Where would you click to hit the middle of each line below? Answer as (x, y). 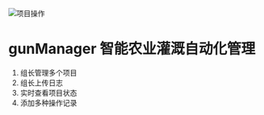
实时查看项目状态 (48, 92)
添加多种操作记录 (48, 103)
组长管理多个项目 (48, 72)
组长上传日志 (41, 82)
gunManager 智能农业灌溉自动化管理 (132, 49)
